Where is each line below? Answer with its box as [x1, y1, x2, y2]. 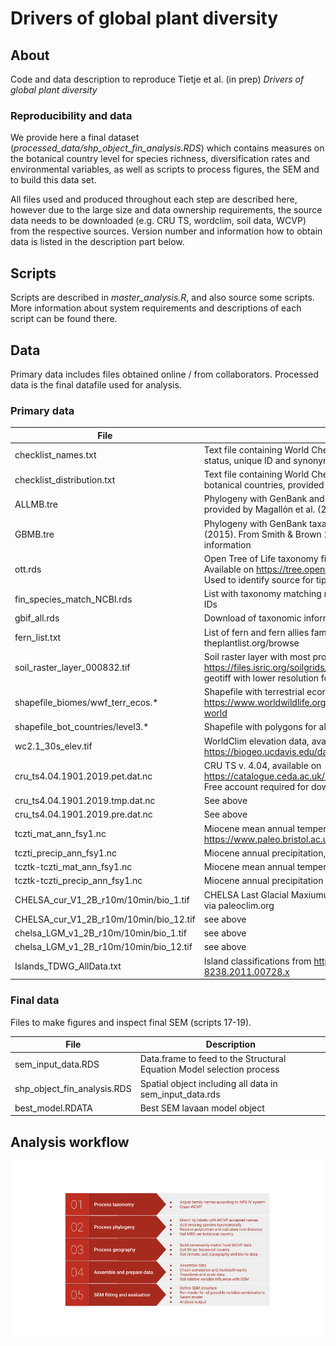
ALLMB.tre [14, 498, 58, 510]
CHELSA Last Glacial [203, 888, 289, 901]
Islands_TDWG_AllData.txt [14, 960, 122, 972]
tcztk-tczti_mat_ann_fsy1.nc [14, 861, 133, 873]
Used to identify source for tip [203, 573, 327, 586]
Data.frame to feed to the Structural [139, 1053, 287, 1065]
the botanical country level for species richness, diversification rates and [10, 153, 310, 165]
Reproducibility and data [10, 108, 133, 122]
